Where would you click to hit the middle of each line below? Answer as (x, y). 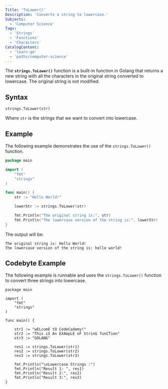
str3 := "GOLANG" (32, 338)
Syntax (17, 97)
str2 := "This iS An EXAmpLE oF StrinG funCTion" (67, 334)
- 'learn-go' (23, 52)
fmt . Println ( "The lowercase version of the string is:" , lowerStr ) (86, 220)
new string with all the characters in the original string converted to (74, 76)
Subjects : (16, 19)
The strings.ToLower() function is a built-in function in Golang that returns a (84, 71)
